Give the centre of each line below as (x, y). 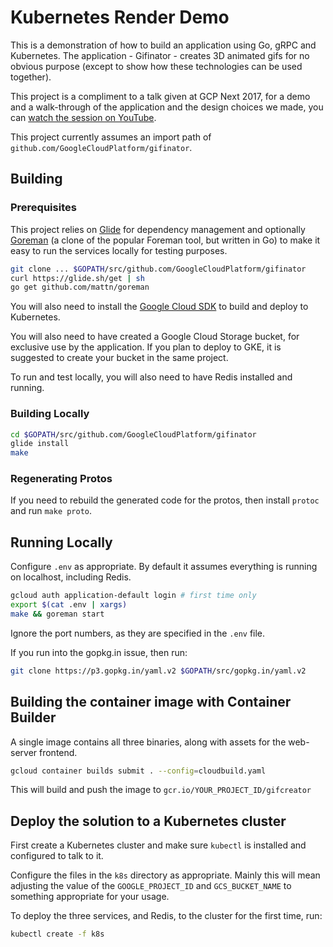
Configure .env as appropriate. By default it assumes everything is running (164, 567)
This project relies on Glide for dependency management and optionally (158, 229)
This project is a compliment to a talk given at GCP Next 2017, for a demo (160, 96)
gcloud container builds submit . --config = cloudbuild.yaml (138, 771)
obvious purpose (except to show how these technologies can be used (156, 66)
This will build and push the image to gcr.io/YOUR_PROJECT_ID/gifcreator (161, 790)
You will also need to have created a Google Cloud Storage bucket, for (155, 337)
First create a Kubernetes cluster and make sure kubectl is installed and (158, 845)
